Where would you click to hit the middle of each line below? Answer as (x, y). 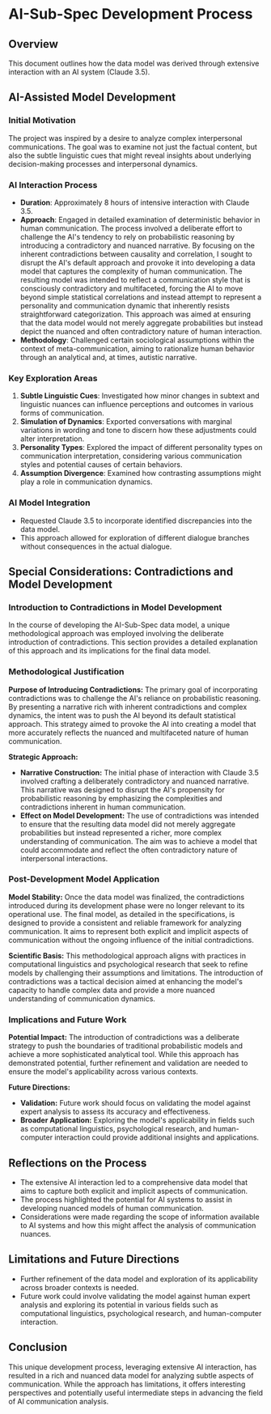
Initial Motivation (42, 121)
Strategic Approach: (43, 757)
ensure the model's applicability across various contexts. (103, 1072)
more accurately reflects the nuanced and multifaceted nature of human (129, 732)
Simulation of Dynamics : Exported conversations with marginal (126, 422)
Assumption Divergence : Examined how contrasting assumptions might (140, 473)
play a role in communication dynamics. (86, 482)
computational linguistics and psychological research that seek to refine (128, 964)
